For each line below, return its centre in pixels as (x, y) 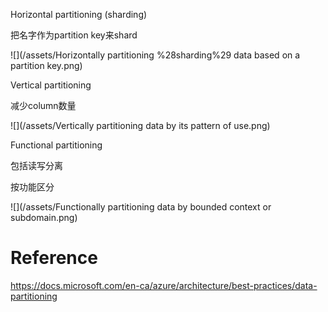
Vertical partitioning (51, 85)
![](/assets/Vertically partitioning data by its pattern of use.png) (140, 125)
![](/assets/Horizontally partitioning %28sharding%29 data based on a (155, 55)
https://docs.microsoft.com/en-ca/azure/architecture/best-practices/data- (164, 285)
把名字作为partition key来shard (74, 35)
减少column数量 (43, 105)
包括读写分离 (36, 165)
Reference (54, 258)
